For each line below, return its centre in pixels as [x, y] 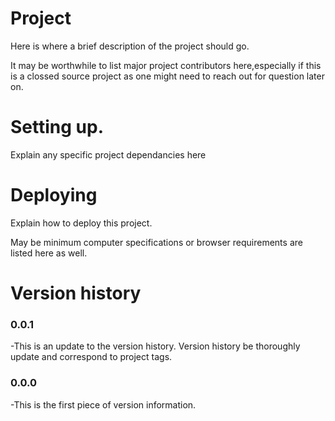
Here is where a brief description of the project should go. [130, 46]
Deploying [54, 195]
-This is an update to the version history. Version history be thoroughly [155, 346]
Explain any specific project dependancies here [108, 154]
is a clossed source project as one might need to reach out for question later [167, 76]
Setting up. [57, 127]
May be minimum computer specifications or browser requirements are [156, 242]
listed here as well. [49, 253]
